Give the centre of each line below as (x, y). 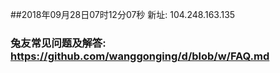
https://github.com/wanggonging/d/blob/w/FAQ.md (140, 56)
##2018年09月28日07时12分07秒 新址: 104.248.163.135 (123, 14)
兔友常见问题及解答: (58, 43)
